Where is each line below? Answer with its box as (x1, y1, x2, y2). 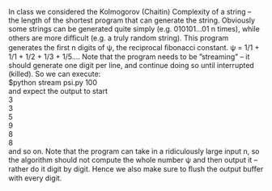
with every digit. (8, 173, 62, 183)
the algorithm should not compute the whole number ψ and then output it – (8, 155, 258, 164)
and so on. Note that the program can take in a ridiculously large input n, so (8, 146, 260, 156)
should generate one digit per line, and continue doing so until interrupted (8, 61, 255, 70)
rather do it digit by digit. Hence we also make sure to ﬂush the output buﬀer (8, 164, 264, 173)
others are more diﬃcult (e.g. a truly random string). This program (8, 33, 229, 43)
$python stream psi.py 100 (8, 78, 98, 87)
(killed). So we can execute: (8, 69, 101, 79)
